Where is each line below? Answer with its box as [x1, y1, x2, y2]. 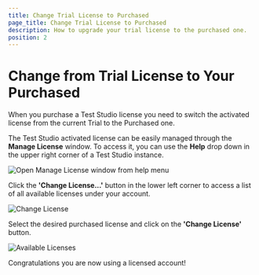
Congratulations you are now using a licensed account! [8, 258, 187, 268]
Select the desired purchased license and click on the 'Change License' [8, 219, 242, 229]
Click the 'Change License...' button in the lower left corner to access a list [8, 181, 251, 190]
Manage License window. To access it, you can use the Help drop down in [8, 142, 250, 152]
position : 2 [8, 33, 47, 42]
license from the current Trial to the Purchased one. [8, 119, 175, 128]
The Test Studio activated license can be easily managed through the [8, 134, 232, 143]
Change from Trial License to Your [8, 68, 235, 85]
